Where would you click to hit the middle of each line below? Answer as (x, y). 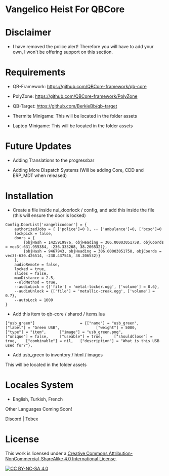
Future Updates (38, 146)
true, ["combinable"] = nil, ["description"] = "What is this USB (82, 341)
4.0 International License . (91, 459)
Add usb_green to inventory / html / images (57, 355)
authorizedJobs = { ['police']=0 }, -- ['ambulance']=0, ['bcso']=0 (88, 229)
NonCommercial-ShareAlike (34, 459)
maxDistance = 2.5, (35, 278)
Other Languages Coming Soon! (39, 409)
